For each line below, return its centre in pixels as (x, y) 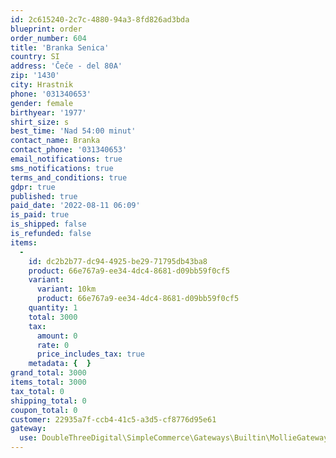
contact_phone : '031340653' (69, 150)
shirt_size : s (40, 122)
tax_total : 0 (37, 391)
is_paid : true (40, 215)
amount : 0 (57, 336)
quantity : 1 (53, 308)
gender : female (42, 103)
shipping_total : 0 (48, 401)
